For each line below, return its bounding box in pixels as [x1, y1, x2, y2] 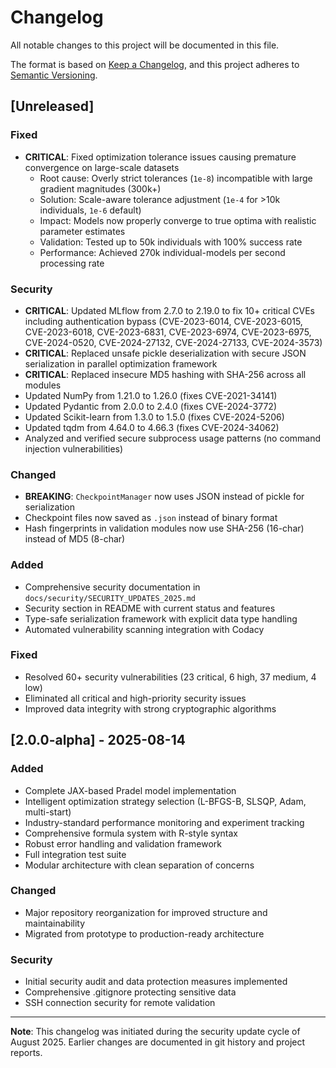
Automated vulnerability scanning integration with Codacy [24, 623, 265, 635]
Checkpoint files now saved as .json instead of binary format [24, 512, 278, 524]
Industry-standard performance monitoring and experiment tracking [24, 816, 305, 828]
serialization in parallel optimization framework [24, 357, 218, 370]
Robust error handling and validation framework [24, 837, 222, 850]
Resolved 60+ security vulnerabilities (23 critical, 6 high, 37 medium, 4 [24, 671, 317, 683]
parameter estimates [39, 225, 126, 237]
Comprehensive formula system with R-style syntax [24, 827, 238, 839]
